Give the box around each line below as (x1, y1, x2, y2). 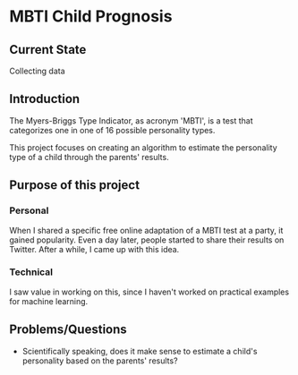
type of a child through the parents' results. (9, 151, 169, 162)
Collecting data (9, 65, 65, 76)
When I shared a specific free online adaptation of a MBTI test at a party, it (9, 225, 284, 235)
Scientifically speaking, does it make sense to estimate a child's (21, 345, 258, 356)
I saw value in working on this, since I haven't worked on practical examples (9, 286, 289, 297)
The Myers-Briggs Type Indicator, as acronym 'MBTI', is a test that (9, 115, 253, 126)
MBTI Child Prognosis (9, 6, 173, 27)
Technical (9, 266, 54, 278)
